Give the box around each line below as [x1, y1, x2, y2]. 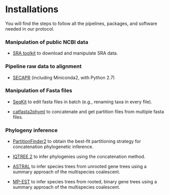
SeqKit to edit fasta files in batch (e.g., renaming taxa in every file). [12, 98, 152, 105]
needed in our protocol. [5, 25, 54, 32]
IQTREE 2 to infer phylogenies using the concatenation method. [12, 154, 146, 160]
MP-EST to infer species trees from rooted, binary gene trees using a [12, 179, 157, 185]
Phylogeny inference [5, 126, 58, 133]
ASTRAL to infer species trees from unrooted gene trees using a [12, 163, 147, 170]
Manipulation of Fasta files [5, 87, 73, 94]
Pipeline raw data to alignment [5, 63, 82, 70]
